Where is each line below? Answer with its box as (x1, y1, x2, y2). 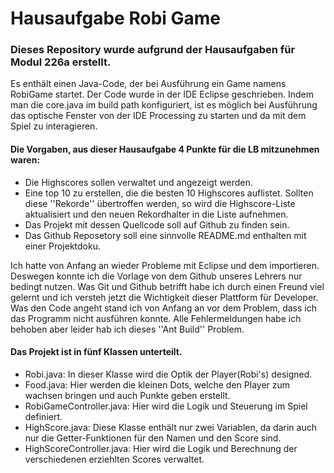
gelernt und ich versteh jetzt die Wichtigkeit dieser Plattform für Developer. (10, 291, 319, 303)
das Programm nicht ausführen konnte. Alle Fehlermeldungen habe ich (10, 312, 302, 324)
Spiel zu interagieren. (10, 120, 98, 132)
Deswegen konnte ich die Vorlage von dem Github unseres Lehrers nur (10, 270, 303, 282)
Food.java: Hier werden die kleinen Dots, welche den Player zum (24, 378, 291, 391)
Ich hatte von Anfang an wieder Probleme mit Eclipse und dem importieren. (10, 259, 320, 271)
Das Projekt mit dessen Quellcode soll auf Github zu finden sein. (24, 218, 290, 231)
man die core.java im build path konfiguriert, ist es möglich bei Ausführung (10, 99, 318, 111)
